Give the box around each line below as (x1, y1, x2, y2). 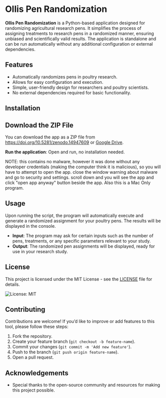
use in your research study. (12, 248, 68, 254)
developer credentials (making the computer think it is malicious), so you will (5, 164, 161, 170)
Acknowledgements (5, 369, 69, 377)
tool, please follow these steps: (5, 324, 69, 330)
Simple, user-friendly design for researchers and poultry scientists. (12, 84, 149, 90)
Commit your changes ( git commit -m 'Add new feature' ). (12, 344, 132, 350)
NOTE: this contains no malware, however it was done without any (5, 158, 140, 164)
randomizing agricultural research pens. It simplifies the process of (5, 25, 142, 31)
